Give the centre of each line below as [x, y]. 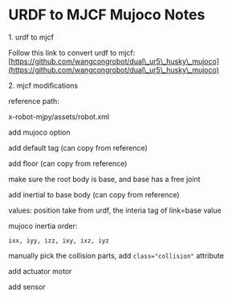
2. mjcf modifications [43, 85]
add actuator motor [40, 271]
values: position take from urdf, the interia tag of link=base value [115, 210]
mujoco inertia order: [43, 226]
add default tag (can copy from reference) [78, 147]
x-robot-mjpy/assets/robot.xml [59, 116]
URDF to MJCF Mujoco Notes [107, 15]
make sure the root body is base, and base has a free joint [104, 179]
